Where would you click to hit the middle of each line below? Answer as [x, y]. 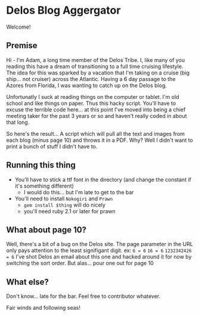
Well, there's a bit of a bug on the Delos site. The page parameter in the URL [100, 244]
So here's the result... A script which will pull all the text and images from [96, 133]
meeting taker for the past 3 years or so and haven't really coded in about [97, 116]
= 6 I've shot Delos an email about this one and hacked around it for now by [99, 257]
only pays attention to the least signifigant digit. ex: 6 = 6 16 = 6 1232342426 [99, 250]
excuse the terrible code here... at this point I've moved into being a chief [96, 109]
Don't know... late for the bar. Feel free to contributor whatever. [83, 296]
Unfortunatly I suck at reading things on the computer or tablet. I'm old [93, 97]
